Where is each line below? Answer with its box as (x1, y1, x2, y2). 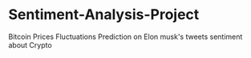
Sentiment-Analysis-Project (8, 6, 200, 24)
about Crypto (8, 40, 52, 49)
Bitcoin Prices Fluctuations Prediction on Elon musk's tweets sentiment (8, 32, 243, 41)
